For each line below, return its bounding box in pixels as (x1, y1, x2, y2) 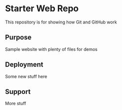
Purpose (5, 33, 32, 42)
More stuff (5, 101, 26, 107)
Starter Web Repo (5, 3, 79, 14)
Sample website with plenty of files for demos (5, 46, 98, 52)
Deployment (5, 61, 44, 69)
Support (5, 88, 31, 96)
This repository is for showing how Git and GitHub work (5, 19, 117, 25)
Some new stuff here (5, 73, 48, 79)
